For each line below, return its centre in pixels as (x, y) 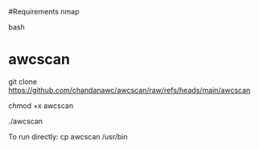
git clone (23, 81)
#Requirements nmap (44, 12)
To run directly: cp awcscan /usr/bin (68, 136)
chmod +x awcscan (41, 105)
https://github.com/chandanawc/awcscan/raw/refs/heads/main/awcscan (129, 90)
